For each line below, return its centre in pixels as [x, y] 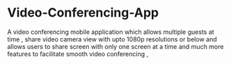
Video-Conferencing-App [83, 13]
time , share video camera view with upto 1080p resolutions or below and [112, 39]
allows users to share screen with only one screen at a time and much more [115, 46]
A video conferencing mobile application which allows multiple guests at [111, 32]
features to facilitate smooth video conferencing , [78, 54]
